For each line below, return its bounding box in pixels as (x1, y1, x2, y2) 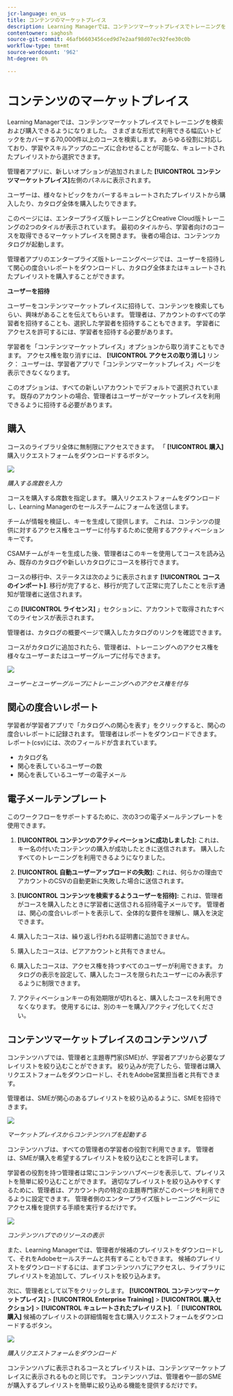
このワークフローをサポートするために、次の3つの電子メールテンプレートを (7, 812, 223, 821)
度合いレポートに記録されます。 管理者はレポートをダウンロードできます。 (7, 730, 221, 738)
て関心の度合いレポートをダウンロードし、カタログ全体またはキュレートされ (7, 263, 226, 271)
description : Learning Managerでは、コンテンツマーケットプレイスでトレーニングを (7, 23, 227, 30)
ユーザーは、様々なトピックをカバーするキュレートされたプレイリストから (7, 190, 220, 198)
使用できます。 (7, 822, 50, 830)
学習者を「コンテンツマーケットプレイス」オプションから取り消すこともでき (7, 342, 226, 350)
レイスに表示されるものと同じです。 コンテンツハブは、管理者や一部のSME (7, 1372, 222, 1381)
